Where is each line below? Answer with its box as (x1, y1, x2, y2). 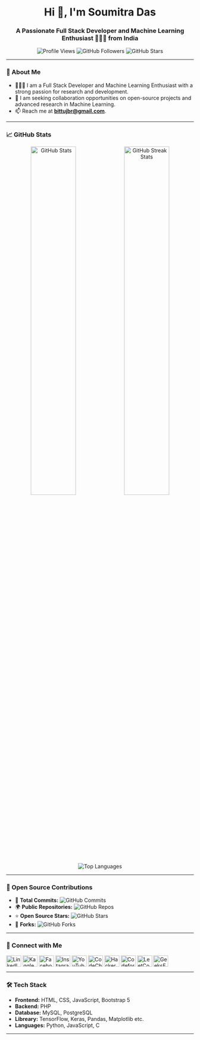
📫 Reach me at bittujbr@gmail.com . (14, 107, 107, 114)
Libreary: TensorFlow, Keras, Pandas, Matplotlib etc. (14, 1015, 144, 1022)
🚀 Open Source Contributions (6, 883, 93, 891)
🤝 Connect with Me (6, 941, 62, 949)
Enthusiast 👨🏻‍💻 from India (61, 34, 139, 42)
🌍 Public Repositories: (14, 904, 73, 911)
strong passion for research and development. (14, 88, 129, 95)
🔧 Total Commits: (14, 896, 59, 904)
